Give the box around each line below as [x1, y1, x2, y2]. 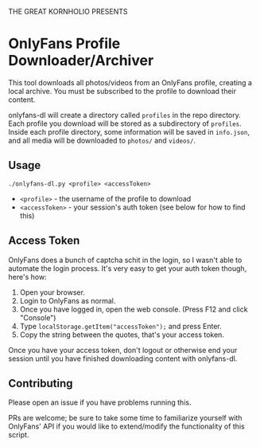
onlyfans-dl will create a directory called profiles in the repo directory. [8, 110, 241, 120]
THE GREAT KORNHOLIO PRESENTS [8, 7, 129, 16]
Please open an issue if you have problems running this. [8, 398, 192, 407]
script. [8, 430, 29, 440]
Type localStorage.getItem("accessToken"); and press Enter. [19, 321, 223, 331]
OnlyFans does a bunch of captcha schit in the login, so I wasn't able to [8, 255, 243, 265]
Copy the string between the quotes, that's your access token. [19, 330, 225, 339]
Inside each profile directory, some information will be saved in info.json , [8, 127, 250, 136]
